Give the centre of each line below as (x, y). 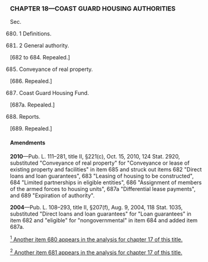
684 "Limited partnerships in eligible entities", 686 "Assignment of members (106, 182)
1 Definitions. (35, 34)
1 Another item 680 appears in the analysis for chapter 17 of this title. (96, 239)
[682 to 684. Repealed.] (40, 58)
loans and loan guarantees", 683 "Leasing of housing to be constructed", (102, 176)
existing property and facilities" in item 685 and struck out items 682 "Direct (106, 169)
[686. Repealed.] (31, 81)
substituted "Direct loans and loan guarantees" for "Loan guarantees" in (101, 214)
